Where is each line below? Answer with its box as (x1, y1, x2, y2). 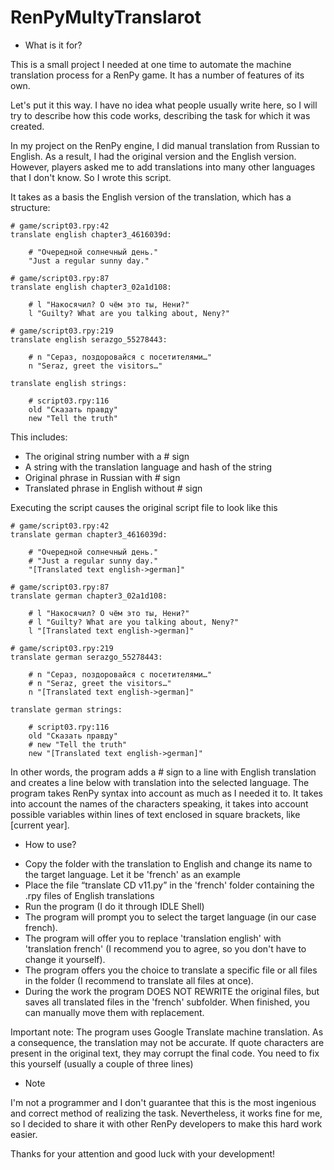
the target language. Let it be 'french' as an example (24, 868, 241, 880)
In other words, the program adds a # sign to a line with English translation (10, 766, 317, 778)
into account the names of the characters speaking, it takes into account (10, 797, 309, 810)
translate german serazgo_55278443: (10, 652, 163, 662)
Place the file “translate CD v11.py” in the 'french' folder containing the (24, 879, 315, 891)
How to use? (24, 838, 77, 850)
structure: (10, 201, 51, 213)
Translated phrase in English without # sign (24, 482, 203, 494)
